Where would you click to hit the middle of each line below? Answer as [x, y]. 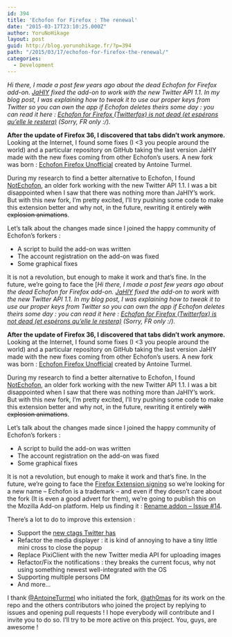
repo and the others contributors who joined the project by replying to [107, 605]
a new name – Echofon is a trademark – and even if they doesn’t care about [115, 491]
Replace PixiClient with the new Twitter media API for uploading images [119, 555]
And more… [34, 584]
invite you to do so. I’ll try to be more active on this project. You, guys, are [112, 620]
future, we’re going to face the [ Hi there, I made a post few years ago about [115, 284]
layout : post [26, 39]
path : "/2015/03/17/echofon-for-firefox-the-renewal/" [88, 53]
